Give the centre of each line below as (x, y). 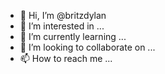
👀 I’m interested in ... (62, 26)
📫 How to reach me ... (66, 58)
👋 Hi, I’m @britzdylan (63, 15)
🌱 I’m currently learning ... (73, 36)
